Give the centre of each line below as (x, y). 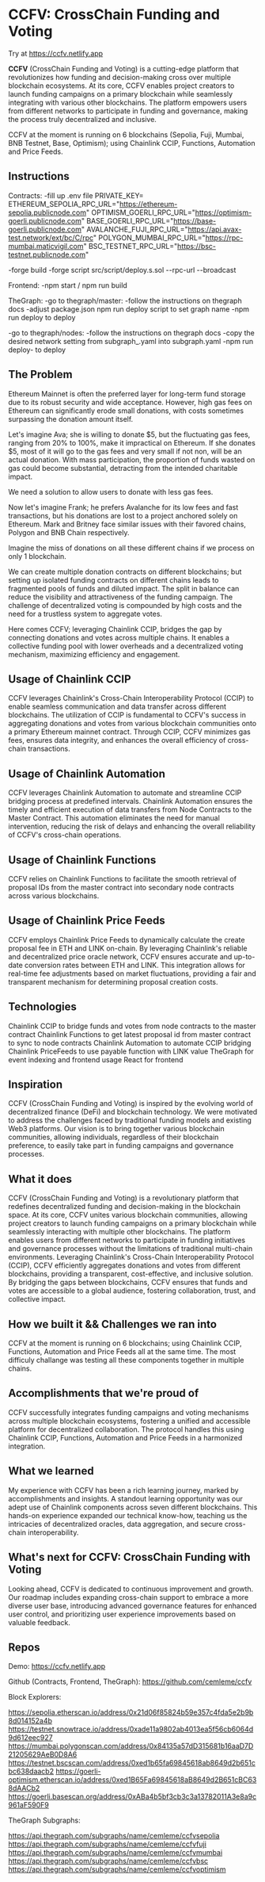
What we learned (51, 1471)
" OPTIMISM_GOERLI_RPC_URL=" (140, 212)
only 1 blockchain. (38, 556)
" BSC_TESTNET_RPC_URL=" (130, 246)
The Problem (40, 375)
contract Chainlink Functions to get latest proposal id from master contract (130, 1034)
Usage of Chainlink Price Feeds (87, 921)
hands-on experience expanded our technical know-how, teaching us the (128, 1515)
